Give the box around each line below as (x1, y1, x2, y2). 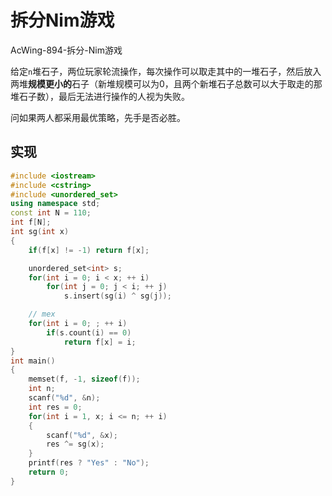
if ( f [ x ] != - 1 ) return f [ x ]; (28, 245, 150, 255)
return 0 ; (28, 467, 70, 477)
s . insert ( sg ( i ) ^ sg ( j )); (63, 291, 172, 301)
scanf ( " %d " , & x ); (46, 430, 118, 440)
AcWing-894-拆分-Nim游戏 (10, 44, 123, 56)
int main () (10, 356, 56, 366)
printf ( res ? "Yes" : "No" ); (28, 458, 150, 468)
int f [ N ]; (10, 217, 52, 228)
